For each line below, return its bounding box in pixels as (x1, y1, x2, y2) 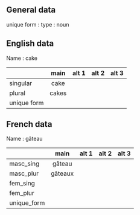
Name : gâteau (6, 135, 43, 143)
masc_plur (9, 169, 39, 178)
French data (6, 119, 52, 129)
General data (6, 5, 56, 15)
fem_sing (9, 179, 35, 188)
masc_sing (9, 159, 40, 168)
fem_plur (9, 189, 34, 197)
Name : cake (6, 54, 38, 62)
